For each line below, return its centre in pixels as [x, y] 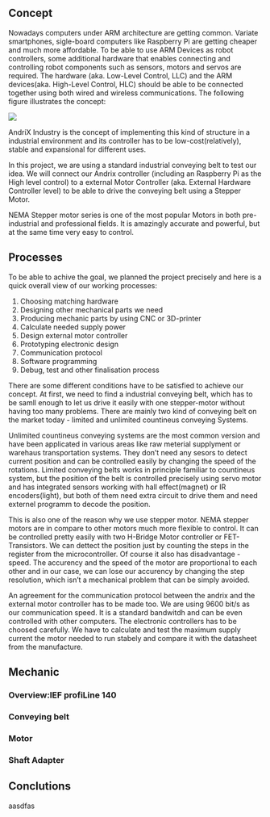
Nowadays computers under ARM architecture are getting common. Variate [133, 32]
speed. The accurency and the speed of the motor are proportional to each [133, 562]
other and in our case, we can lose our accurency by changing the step [127, 571]
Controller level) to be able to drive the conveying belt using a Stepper [125, 191]
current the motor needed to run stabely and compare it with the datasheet [133, 638]
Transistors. [28, 545]
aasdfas [21, 806]
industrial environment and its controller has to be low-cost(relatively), [125, 140]
